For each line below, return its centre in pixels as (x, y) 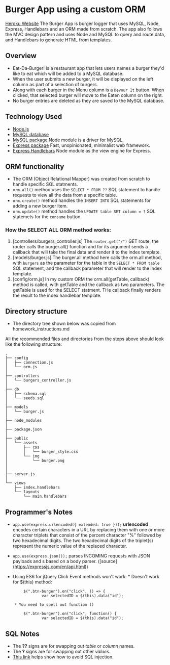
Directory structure (36, 311)
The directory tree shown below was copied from (64, 324)
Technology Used (34, 117)
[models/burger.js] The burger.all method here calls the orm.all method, (87, 257)
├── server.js (20, 474)
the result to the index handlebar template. (57, 295)
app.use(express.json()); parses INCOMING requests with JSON (81, 556)
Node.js (21, 129)
